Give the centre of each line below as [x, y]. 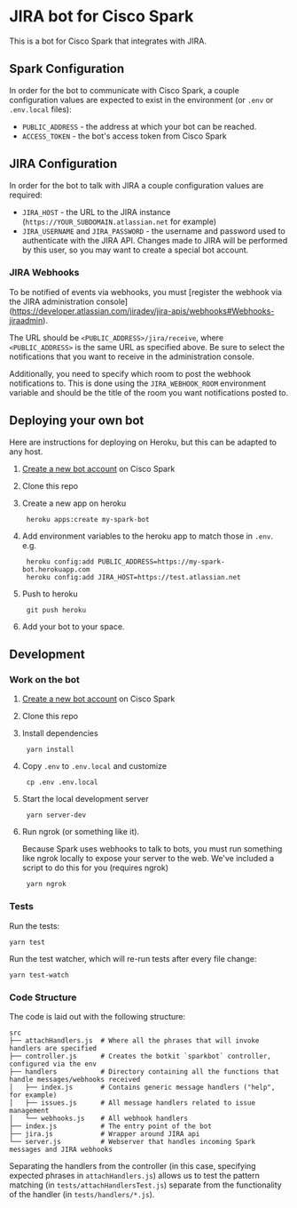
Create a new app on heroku [74, 503]
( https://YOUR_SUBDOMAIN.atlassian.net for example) [119, 221]
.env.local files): [41, 109]
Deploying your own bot [77, 421]
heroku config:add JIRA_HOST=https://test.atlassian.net [133, 577]
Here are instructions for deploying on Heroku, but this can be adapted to [143, 442]
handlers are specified [53, 1048]
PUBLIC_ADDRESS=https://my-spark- [161, 562]
